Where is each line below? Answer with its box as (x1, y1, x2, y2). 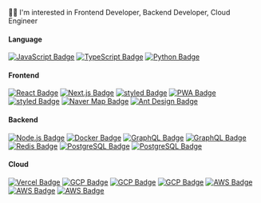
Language (8, 34, 42, 44)
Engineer (8, 16, 38, 26)
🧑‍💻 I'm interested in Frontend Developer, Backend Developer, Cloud (8, 8, 231, 17)
